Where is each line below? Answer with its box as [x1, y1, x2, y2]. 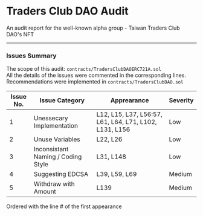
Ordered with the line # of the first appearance [6, 203, 122, 210]
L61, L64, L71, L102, [96, 118, 157, 126]
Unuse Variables [33, 135, 80, 143]
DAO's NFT [6, 30, 34, 38]
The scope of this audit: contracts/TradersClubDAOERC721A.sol [6, 65, 162, 73]
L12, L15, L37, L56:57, [96, 110, 163, 119]
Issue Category [39, 96, 85, 105]
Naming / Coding [33, 152, 82, 161]
